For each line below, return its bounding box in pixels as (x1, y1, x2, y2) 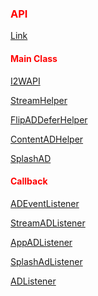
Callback (10, 175, 48, 187)
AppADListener (10, 236, 73, 248)
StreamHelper (10, 94, 68, 106)
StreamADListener (10, 217, 86, 229)
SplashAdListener (10, 255, 83, 267)
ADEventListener (10, 197, 80, 209)
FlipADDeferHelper (10, 113, 88, 126)
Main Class (10, 52, 58, 64)
